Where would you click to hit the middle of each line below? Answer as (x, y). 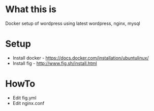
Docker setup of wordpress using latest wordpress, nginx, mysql (73, 23)
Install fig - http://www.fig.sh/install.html (55, 63)
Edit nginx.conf (28, 103)
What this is (31, 9)
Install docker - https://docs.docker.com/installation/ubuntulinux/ (81, 58)
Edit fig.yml (24, 98)
